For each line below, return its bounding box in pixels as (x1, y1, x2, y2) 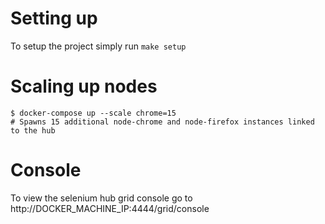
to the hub (10, 125, 56, 136)
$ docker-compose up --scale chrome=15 (10, 108, 177, 118)
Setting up (10, 7, 98, 30)
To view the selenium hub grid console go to (10, 192, 193, 204)
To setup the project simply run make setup (10, 40, 187, 52)
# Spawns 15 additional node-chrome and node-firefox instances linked (10, 117, 315, 127)
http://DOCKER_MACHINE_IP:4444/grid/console (10, 202, 210, 214)
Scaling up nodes (10, 75, 158, 98)
